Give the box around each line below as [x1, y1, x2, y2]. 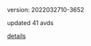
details [7, 32, 26, 40]
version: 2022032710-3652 [7, 6, 84, 14]
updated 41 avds [7, 19, 54, 26]
